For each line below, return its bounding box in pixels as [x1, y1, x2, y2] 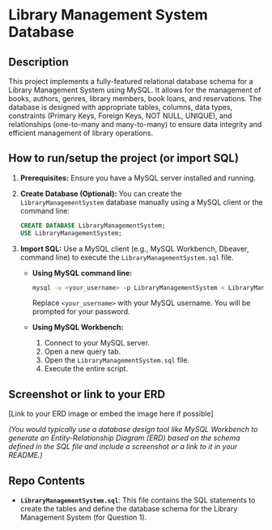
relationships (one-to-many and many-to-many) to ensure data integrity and [8, 120, 262, 129]
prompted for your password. [32, 307, 130, 316]
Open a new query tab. [44, 346, 121, 357]
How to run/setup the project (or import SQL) [8, 151, 239, 165]
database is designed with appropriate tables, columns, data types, [8, 103, 233, 112]
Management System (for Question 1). [19, 512, 147, 523]
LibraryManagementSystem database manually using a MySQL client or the [19, 197, 263, 207]
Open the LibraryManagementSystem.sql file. [44, 355, 190, 365]
